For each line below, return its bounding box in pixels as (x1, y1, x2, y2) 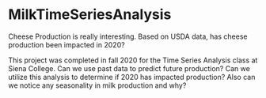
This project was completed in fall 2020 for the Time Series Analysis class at (8, 55, 258, 65)
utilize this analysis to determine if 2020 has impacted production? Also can (8, 72, 256, 81)
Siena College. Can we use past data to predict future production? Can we (8, 63, 251, 73)
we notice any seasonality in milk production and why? (8, 81, 187, 90)
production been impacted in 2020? (8, 40, 125, 49)
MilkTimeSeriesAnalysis (8, 6, 172, 24)
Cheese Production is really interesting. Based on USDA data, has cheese (8, 32, 248, 41)
